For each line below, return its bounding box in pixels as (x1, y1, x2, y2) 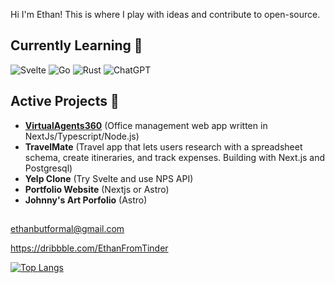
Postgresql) (24, 162, 73, 174)
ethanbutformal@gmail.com (10, 223, 125, 235)
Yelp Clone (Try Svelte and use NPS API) (24, 172, 194, 184)
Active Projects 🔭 (10, 93, 120, 110)
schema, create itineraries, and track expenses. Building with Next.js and (24, 151, 326, 163)
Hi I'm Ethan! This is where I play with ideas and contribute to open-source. (10, 9, 321, 20)
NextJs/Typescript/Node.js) (24, 130, 140, 142)
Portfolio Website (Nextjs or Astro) (24, 183, 170, 195)
